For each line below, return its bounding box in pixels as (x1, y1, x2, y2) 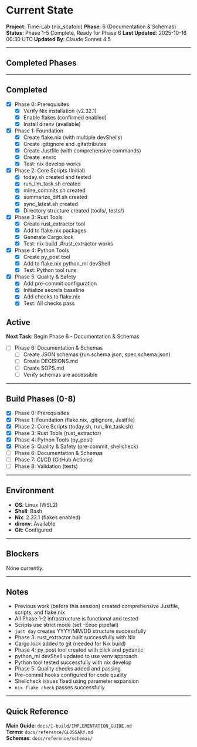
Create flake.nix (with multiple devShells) (23, 134, 123, 141)
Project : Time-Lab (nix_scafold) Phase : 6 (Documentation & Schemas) (6, 23, 176, 30)
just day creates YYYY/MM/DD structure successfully (14, 628, 147, 635)
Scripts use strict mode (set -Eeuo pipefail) (14, 622, 119, 629)
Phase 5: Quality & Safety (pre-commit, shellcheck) (14, 443, 139, 450)
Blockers (6, 549, 39, 559)
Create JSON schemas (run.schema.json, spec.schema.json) (23, 351, 171, 358)
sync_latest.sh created (23, 200, 78, 207)
